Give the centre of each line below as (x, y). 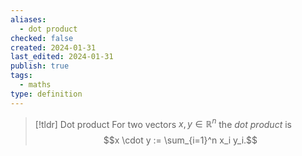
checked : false (42, 38)
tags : (21, 76)
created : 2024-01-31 (53, 47)
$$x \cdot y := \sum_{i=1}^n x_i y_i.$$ (180, 140)
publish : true (40, 66)
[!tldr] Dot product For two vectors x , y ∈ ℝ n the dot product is (163, 123)
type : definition (46, 94)
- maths (35, 85)
